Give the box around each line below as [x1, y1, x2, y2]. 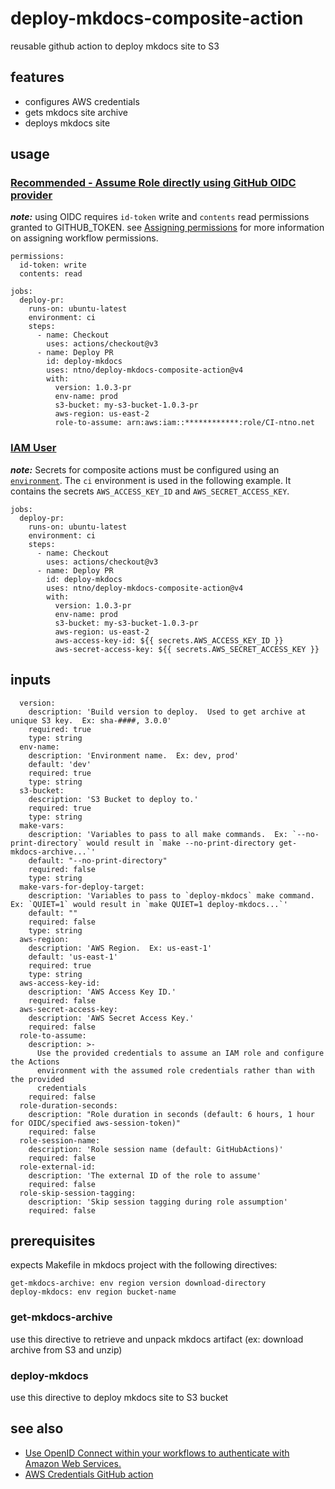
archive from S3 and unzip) [10, 1343, 123, 1356]
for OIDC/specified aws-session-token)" [10, 1118, 182, 1128]
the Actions [10, 1057, 60, 1067]
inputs [10, 672, 52, 689]
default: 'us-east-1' [28, 952, 118, 962]
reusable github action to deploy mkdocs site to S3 [10, 40, 220, 52]
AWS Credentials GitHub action [24, 1468, 154, 1480]
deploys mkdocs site [24, 117, 111, 129]
